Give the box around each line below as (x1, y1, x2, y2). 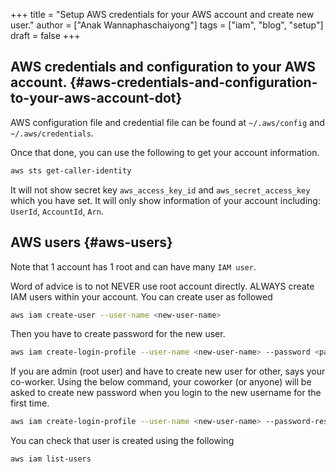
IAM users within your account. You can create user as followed (10, 290, 273, 303)
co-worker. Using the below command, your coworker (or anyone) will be (10, 376, 312, 388)
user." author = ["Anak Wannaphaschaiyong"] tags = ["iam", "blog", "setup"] (10, 19, 324, 31)
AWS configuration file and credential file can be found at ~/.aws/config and (10, 116, 325, 128)
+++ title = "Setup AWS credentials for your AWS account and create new (10, 9, 315, 20)
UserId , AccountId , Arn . (10, 205, 104, 217)
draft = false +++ (10, 30, 81, 41)
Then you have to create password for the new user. (10, 328, 226, 340)
